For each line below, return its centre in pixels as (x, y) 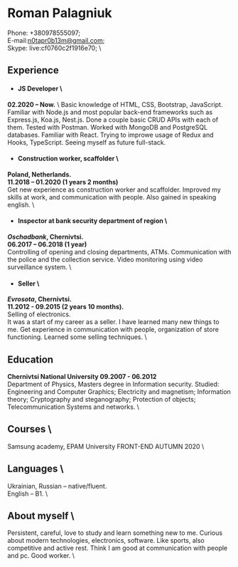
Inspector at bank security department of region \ (92, 221)
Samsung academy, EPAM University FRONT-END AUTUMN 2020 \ (106, 446)
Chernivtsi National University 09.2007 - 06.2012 (82, 376)
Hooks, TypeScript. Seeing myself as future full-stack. (87, 142)
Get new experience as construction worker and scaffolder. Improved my (114, 189)
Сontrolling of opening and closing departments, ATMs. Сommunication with (119, 251)
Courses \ (29, 429)
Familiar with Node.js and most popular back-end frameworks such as (110, 112)
